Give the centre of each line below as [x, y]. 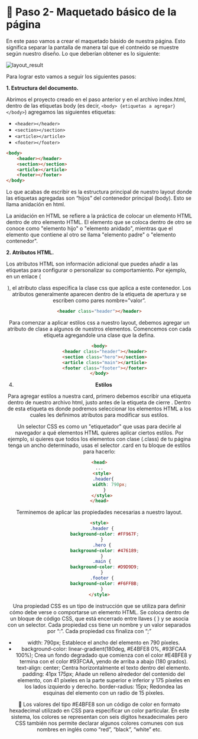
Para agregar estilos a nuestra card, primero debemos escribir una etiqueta [99, 396]
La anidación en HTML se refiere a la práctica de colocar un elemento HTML [99, 216]
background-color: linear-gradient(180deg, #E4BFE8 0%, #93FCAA [104, 649]
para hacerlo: [99, 452]
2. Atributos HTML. [30, 252]
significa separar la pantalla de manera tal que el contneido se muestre [92, 47]
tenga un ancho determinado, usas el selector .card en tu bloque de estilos [99, 445]
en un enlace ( [24, 277]
